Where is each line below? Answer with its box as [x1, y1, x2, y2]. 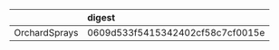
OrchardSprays [14, 27, 79, 38]
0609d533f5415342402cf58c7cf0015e [87, 27, 265, 38]
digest [87, 12, 116, 23]
